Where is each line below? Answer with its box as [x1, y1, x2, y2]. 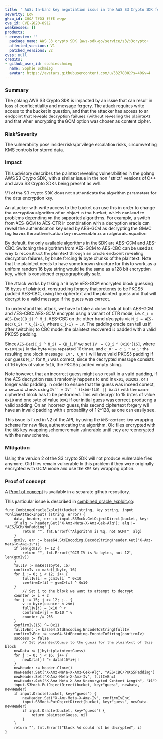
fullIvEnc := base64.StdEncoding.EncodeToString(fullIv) [14, 627, 131, 632]
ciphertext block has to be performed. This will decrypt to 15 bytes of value [5, 391, 155, 397]
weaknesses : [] [5, 25, 36, 30]
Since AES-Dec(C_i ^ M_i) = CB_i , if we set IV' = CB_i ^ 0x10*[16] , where [5, 341, 155, 347]
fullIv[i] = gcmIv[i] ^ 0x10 [22, 576, 81, 581]
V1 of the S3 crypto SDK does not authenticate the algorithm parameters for [5, 190, 157, 195]
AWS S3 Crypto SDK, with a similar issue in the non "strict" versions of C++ [5, 175, 156, 181]
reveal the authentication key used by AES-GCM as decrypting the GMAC [5, 225, 152, 231]
